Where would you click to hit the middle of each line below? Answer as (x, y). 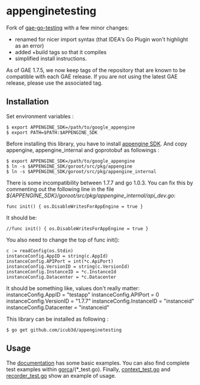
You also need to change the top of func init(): (63, 240)
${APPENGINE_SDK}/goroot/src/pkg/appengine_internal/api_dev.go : (91, 195)
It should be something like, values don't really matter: (73, 288)
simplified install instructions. (51, 58)
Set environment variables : (40, 116)
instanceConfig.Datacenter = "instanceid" (58, 307)
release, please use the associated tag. (54, 83)
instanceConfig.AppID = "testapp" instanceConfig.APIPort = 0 (83, 294)
